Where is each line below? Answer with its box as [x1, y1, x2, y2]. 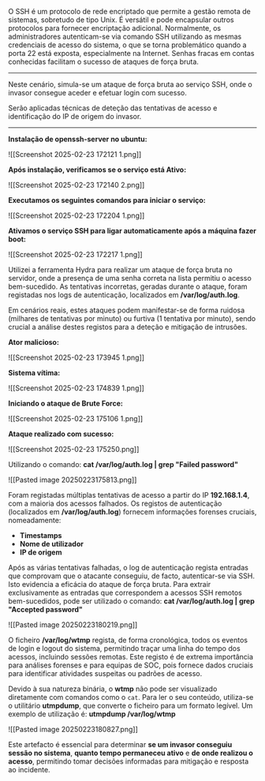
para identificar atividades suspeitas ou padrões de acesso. [8, 669, 203, 678]
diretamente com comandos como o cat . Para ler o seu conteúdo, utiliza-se [8, 693, 254, 701]
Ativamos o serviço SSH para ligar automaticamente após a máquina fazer [8, 226, 256, 235]
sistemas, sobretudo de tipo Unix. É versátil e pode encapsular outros [8, 15, 234, 24]
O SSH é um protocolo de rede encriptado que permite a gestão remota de [8, 7, 251, 16]
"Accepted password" [8, 605, 83, 614]
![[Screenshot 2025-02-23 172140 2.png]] [8, 181, 145, 189]
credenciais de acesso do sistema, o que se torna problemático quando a [8, 40, 247, 50]
